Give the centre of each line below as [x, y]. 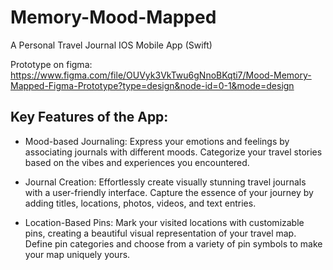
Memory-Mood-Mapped [113, 17]
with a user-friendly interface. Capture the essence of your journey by [169, 192]
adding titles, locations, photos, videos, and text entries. [140, 203]
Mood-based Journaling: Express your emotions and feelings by [157, 141]
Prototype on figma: [51, 64]
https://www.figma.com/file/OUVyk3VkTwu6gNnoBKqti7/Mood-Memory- [161, 75]
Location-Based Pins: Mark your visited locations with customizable [164, 222]
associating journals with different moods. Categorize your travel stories [173, 152]
